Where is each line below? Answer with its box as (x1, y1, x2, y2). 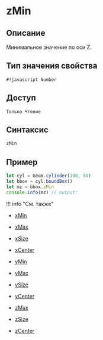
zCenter (14, 327, 35, 334)
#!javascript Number (6, 76, 57, 83)
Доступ (6, 93, 37, 103)
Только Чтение (6, 108, 41, 114)
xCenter (14, 246, 34, 254)
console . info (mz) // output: (6, 189, 78, 195)
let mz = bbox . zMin (6, 183, 54, 190)
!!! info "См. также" (6, 200, 54, 207)
